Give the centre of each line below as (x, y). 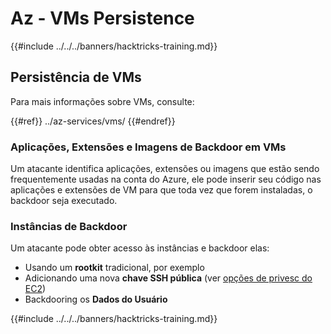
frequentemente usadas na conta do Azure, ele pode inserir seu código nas (166, 179)
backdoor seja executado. (64, 201)
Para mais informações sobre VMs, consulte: (102, 101)
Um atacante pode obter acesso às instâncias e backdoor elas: (140, 248)
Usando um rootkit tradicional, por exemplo (114, 268)
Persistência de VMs (76, 77)
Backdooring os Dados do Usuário (96, 299)
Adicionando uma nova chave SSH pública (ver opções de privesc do (168, 278)
